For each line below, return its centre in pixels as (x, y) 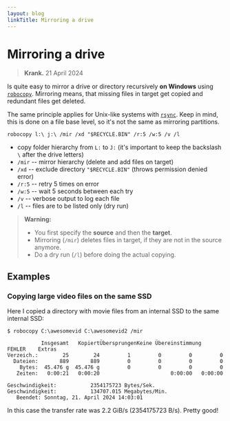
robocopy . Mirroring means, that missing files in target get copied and (105, 94)
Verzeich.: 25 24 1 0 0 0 (115, 355)
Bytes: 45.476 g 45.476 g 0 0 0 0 (122, 368)
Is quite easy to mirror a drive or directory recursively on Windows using (110, 86)
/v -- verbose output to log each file (68, 199)
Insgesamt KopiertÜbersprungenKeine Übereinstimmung (121, 343)
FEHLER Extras (32, 349)
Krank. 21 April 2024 (54, 73)
